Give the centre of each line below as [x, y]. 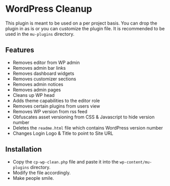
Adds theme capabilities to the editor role [56, 100]
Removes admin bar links [39, 68]
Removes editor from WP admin [46, 63]
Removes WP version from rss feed [50, 111]
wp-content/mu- [136, 162]
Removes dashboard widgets [43, 73]
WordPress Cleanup [49, 9]
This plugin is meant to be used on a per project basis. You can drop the [81, 23]
